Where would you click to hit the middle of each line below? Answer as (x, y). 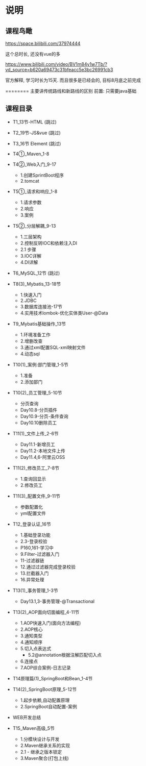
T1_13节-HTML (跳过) (35, 122)
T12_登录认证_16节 (32, 524)
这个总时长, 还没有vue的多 (33, 54)
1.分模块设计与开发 (40, 739)
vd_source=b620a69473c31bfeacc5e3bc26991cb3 (59, 70)
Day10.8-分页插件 (39, 410)
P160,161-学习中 (37, 548)
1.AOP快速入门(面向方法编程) (51, 623)
